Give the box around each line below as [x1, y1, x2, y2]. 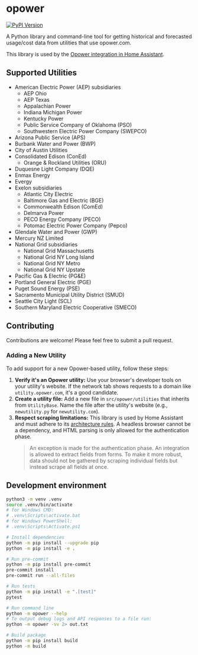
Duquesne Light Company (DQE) [14, 165, 95, 172]
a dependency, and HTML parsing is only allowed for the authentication [14, 426, 189, 434]
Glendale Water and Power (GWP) [14, 228, 98, 235]
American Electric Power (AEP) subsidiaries [14, 84, 121, 91]
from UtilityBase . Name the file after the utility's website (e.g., [14, 402, 168, 409]
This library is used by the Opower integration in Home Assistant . [6, 50, 164, 57]
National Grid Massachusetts [23, 247, 95, 254]
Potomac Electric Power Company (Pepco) [23, 221, 128, 229]
